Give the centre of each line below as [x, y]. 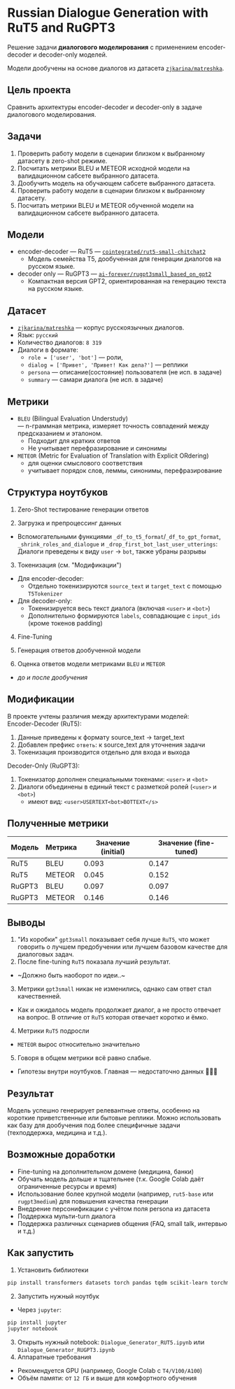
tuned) [186, 852]
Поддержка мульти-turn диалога [66, 1216]
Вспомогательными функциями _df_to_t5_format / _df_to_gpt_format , [119, 536]
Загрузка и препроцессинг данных [69, 523]
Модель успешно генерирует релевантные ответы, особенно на [104, 1111]
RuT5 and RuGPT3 [61, 28]
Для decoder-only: [45, 600]
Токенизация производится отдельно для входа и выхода [104, 752]
